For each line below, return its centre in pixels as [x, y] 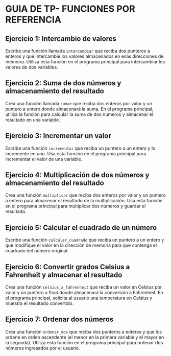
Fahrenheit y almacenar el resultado [64, 275]
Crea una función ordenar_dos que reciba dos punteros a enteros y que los [84, 331]
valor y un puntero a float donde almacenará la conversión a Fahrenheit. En [84, 293]
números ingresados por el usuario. [43, 348]
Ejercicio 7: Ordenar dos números [59, 319]
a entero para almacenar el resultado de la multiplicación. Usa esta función [84, 201]
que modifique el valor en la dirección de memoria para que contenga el [81, 245]
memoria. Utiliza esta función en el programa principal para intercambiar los [85, 62]
